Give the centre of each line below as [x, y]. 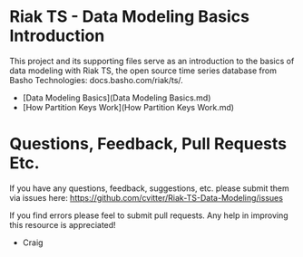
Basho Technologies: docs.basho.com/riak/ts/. [96, 80]
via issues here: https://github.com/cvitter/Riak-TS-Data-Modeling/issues [147, 197]
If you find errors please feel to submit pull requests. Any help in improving [149, 215]
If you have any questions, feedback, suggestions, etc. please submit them [150, 188]
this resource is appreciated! [63, 224]
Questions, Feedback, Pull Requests [148, 144]
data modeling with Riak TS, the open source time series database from [143, 71]
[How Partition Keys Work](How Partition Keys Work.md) [128, 107]
